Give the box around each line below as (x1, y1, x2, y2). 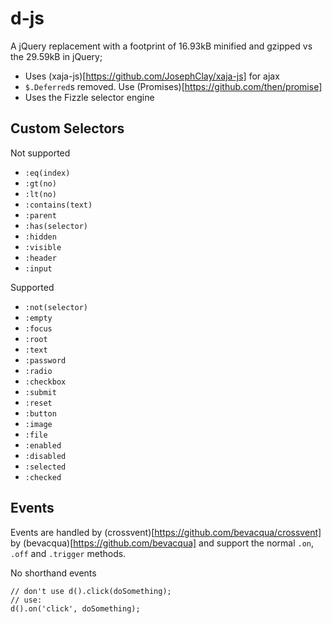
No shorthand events (10, 567, 97, 579)
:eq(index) (24, 168, 71, 178)
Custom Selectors (10, 120, 125, 137)
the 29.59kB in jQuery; (10, 50, 103, 62)
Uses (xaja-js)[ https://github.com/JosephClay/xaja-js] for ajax (24, 70, 280, 82)
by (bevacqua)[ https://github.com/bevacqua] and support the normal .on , (10, 537, 315, 549)
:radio (24, 366, 53, 376)
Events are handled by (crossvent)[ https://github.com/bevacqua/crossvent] (10, 526, 322, 538)
